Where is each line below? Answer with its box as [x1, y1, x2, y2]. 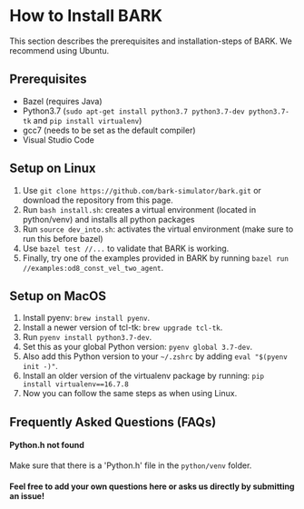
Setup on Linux [9, 161, 97, 176]
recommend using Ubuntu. [9, 45, 110, 55]
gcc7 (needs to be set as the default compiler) [22, 125, 197, 135]
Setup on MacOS [9, 288, 107, 304]
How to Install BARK [9, 5, 163, 26]
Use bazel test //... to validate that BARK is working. [22, 243, 230, 254]
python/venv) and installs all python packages [22, 214, 195, 225]
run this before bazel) [22, 233, 103, 244]
